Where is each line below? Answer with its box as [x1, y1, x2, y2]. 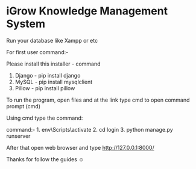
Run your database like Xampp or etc [6, 37, 98, 44]
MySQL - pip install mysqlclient [14, 78, 93, 85]
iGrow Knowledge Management [6, 4, 168, 18]
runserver [6, 132, 31, 140]
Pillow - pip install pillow [14, 84, 75, 91]
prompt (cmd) [6, 102, 41, 109]
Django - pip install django [14, 72, 81, 79]
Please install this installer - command [6, 60, 101, 67]
